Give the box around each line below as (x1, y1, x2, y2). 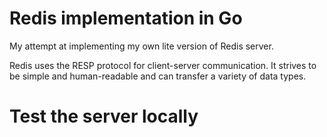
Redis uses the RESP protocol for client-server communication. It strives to (9, 59, 317, 71)
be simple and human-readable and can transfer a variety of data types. (9, 70, 307, 82)
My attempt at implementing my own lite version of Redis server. (9, 40, 274, 52)
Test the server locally (9, 105, 199, 128)
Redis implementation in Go (9, 7, 243, 30)
